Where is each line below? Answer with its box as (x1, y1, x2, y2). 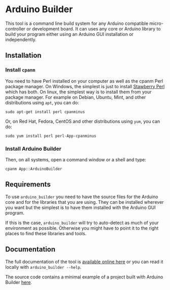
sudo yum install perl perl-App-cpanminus (5, 133, 96, 138)
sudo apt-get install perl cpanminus (5, 109, 85, 115)
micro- (149, 20, 163, 26)
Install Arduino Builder (5, 145, 62, 152)
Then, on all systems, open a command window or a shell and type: (5, 156, 146, 163)
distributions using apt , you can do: (5, 99, 80, 105)
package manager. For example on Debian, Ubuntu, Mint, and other (5, 94, 146, 100)
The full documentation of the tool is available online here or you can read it (5, 259, 163, 265)
